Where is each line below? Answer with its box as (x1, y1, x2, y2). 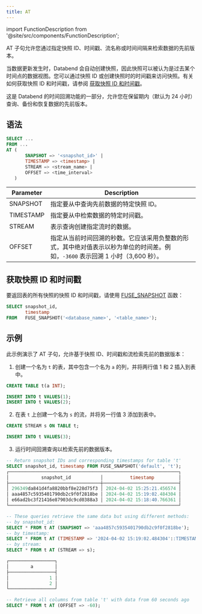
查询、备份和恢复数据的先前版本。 (6, 100, 91, 107)
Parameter (11, 188, 43, 197)
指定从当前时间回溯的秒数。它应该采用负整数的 (50, 234, 183, 242)
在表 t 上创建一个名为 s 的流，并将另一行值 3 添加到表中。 (14, 411, 159, 418)
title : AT (6, 8, 31, 15)
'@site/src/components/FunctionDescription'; (6, 31, 119, 39)
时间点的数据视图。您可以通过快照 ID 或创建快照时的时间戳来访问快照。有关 (6, 72, 194, 79)
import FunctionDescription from (6, 25, 87, 33)
